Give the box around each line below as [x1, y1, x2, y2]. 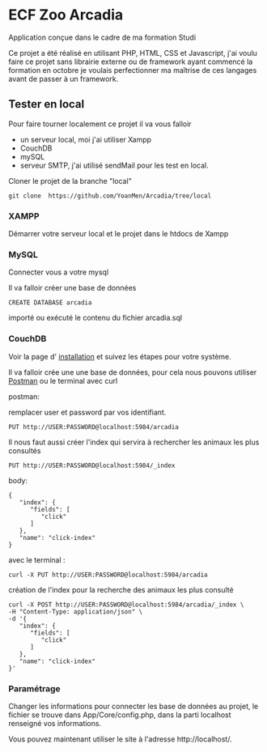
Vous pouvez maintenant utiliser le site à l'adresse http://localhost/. [8, 734, 232, 744]
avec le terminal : [8, 554, 66, 564]
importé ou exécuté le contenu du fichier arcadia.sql [8, 313, 183, 323]
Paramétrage [8, 682, 61, 694]
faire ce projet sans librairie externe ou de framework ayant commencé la [8, 57, 253, 66]
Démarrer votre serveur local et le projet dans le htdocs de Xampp [8, 229, 229, 239]
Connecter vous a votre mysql [8, 267, 109, 277]
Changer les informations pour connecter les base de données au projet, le [8, 701, 259, 711]
